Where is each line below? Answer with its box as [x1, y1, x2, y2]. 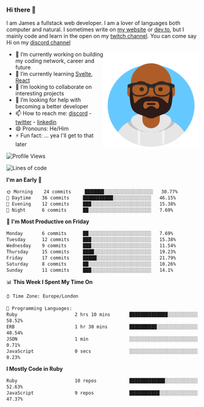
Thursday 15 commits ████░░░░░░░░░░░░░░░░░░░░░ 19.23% [6, 249, 176, 255]
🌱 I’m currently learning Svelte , [15, 70, 93, 78]
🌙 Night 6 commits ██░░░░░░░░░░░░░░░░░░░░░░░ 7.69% [6, 207, 173, 214]
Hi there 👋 [6, 6, 37, 14]
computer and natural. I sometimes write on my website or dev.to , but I [6, 26, 184, 33]
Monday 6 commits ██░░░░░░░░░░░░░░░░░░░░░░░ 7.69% [6, 231, 173, 237]
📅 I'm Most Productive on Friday [6, 218, 90, 225]
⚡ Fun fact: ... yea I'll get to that [15, 132, 94, 140]
